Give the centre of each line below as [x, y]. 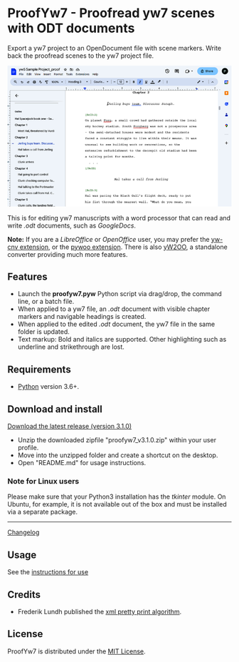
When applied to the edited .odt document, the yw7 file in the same [116, 324]
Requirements [39, 369]
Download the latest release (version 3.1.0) [70, 426]
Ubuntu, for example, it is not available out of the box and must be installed [117, 504]
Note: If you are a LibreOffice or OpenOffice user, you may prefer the [108, 239]
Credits [24, 595]
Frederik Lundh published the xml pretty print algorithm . [100, 611]
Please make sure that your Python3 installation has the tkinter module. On [117, 496]
